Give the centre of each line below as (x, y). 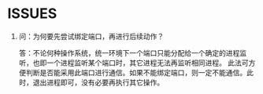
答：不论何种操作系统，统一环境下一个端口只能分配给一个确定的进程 (129, 52)
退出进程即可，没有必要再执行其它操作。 (98, 82)
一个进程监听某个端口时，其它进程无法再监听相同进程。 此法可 (147, 63)
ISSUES (32, 14)
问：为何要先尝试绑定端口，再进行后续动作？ (91, 36)
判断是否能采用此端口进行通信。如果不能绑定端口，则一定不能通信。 (136, 72)
